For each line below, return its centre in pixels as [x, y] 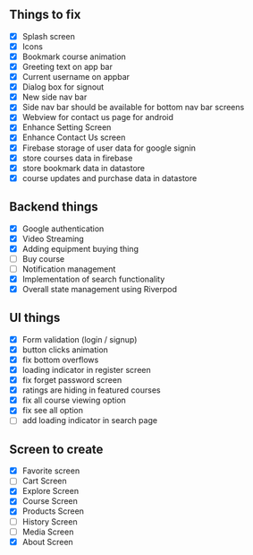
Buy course [43, 258]
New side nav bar [55, 97]
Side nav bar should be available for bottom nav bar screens [133, 108]
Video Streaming [53, 238]
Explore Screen [50, 491]
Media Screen [48, 532]
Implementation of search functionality [93, 279]
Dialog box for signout [63, 87]
